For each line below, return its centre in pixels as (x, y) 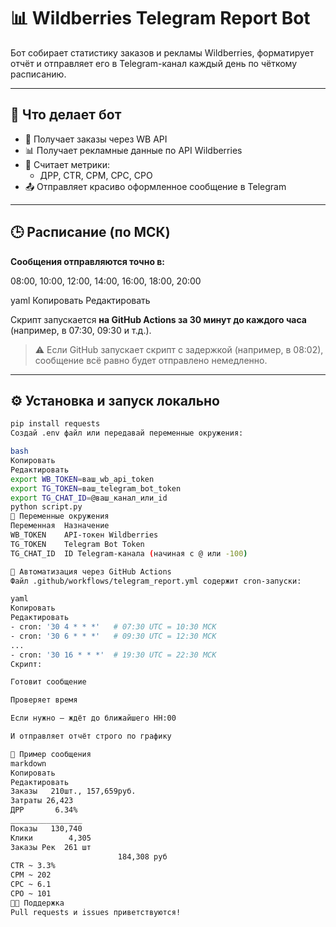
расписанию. (38, 74)
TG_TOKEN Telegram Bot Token (77, 544)
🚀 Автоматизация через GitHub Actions (91, 571)
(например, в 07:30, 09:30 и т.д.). (81, 330)
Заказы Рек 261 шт (51, 847)
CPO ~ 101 (31, 894)
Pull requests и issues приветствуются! (96, 912)
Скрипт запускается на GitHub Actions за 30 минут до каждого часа (158, 319)
